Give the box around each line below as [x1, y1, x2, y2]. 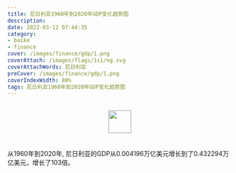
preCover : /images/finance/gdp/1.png [7, 70, 120, 77]
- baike [7, 37, 31, 44]
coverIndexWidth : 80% [7, 76, 72, 84]
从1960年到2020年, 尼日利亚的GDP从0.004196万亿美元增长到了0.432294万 [7, 150, 230, 158]
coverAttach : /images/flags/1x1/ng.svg [7, 57, 126, 64]
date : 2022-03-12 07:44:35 [7, 23, 88, 31]
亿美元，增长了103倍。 [7, 158, 75, 167]
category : [7, 30, 37, 38]
